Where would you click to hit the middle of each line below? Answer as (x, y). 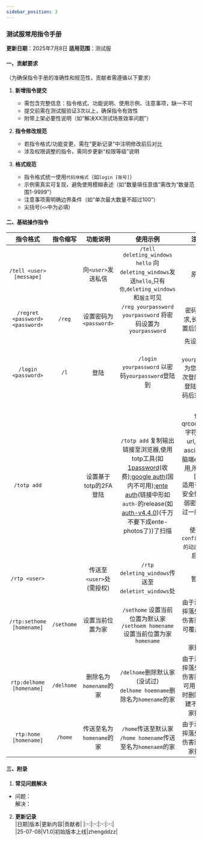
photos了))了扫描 (148, 531)
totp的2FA (98, 486)
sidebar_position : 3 (32, 12)
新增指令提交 (31, 90)
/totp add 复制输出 (147, 441)
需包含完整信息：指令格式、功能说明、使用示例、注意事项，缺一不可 (108, 104)
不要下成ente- (148, 522)
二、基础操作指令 (27, 222)
